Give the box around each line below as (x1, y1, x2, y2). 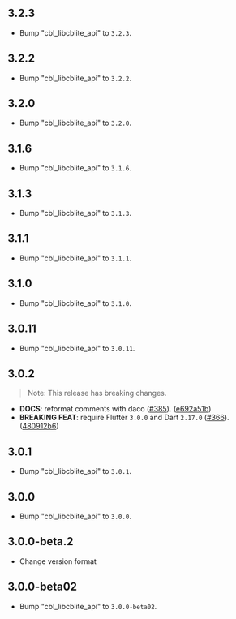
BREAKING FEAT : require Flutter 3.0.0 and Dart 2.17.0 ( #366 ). (19, 413, 230, 423)
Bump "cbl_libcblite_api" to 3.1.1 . (19, 253, 131, 263)
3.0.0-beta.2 (7, 535, 74, 548)
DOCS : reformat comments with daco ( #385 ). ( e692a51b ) (19, 404, 212, 414)
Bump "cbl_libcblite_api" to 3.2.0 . (19, 118, 131, 128)
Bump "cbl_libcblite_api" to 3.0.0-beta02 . (19, 601, 157, 611)
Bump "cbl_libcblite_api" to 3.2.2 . (19, 73, 131, 83)
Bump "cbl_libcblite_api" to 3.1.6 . (19, 163, 131, 173)
